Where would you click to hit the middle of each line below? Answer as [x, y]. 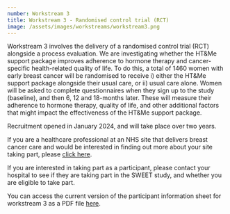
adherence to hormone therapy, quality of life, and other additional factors [113, 106]
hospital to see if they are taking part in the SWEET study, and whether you [115, 175]
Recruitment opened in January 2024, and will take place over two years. [112, 126]
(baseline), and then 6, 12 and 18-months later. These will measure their [109, 98]
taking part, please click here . [50, 154]
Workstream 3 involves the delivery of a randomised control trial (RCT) [108, 47]
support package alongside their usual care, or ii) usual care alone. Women [115, 83]
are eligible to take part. [41, 183]
